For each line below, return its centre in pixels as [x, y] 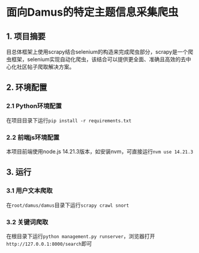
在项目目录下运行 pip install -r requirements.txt [69, 120]
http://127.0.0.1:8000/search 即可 [49, 243]
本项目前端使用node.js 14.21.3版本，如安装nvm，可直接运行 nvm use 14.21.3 [100, 151]
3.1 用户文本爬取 [29, 191]
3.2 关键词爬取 [27, 222]
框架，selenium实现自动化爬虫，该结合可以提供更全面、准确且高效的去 [99, 59]
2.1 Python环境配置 [34, 106]
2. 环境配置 [27, 88]
